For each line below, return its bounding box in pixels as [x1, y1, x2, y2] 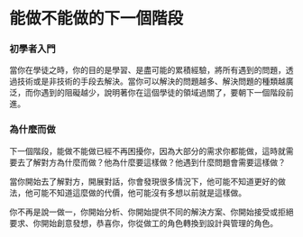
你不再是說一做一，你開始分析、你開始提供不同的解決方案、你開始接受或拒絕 [9, 206, 294, 217]
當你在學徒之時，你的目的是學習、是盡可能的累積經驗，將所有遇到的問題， [9, 65, 286, 76]
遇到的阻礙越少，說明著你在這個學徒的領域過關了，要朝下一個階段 [40, 87, 286, 98]
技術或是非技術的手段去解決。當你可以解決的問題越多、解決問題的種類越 [16, 76, 286, 87]
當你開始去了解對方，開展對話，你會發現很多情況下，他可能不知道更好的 [9, 176, 278, 187]
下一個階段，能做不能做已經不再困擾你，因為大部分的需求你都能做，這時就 [9, 145, 286, 156]
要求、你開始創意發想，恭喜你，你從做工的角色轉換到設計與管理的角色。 [9, 217, 278, 228]
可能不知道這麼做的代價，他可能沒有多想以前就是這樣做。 [32, 187, 246, 198]
